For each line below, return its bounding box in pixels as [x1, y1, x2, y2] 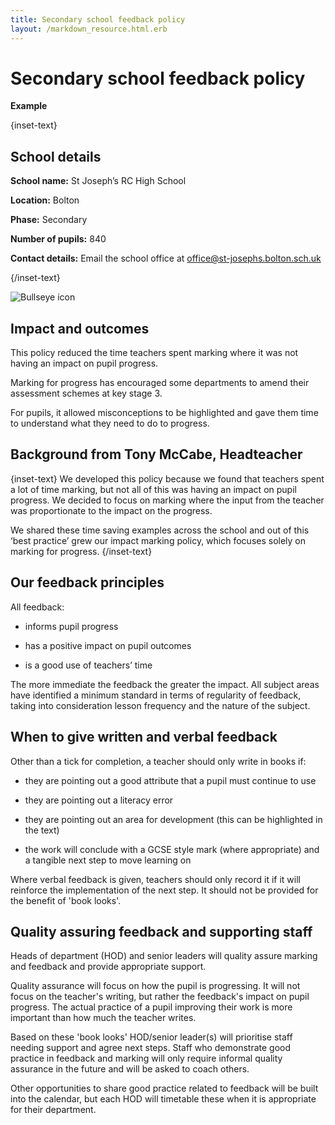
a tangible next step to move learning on [24, 854, 192, 866]
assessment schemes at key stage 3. [10, 387, 163, 400]
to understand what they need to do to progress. [10, 417, 210, 430]
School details [10, 148, 102, 165]
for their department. [10, 1104, 97, 1116]
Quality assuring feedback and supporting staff [10, 923, 313, 940]
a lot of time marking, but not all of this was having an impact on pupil [10, 483, 297, 495]
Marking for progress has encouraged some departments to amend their [10, 377, 310, 389]
